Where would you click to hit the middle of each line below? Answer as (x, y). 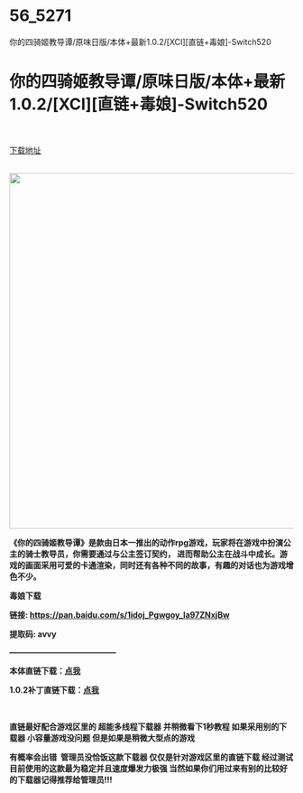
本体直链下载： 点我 (45, 670)
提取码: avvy (33, 634)
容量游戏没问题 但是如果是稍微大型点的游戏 (115, 738)
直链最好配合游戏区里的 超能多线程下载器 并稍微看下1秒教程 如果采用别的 (144, 726)
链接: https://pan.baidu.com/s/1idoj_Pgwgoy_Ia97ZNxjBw (119, 614)
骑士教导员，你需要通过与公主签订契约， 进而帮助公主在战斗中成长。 (152, 554)
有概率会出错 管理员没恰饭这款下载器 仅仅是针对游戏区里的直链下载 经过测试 (151, 757)
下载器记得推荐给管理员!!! (64, 779)
